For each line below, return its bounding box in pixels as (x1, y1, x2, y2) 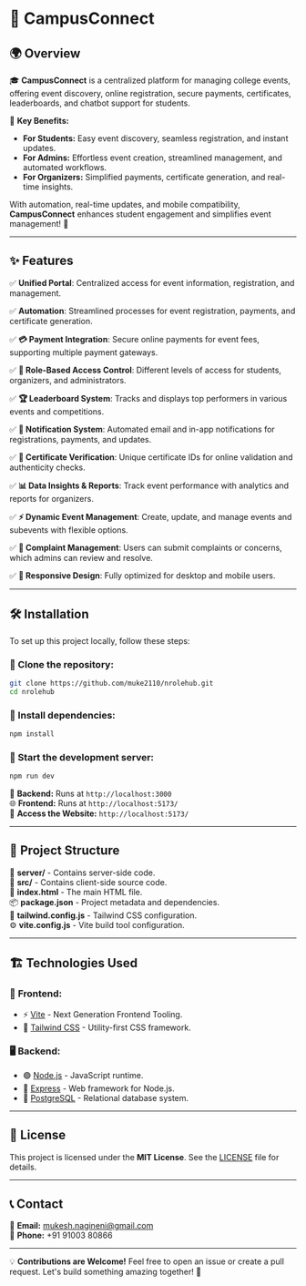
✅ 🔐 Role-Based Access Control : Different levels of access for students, (9, 364, 282, 375)
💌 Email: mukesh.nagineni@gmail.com (9, 1220, 154, 1231)
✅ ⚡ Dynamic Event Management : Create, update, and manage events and (9, 511, 292, 522)
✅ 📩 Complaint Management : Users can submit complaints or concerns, (9, 542, 282, 553)
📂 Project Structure (9, 842, 120, 859)
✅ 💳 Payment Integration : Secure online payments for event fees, (9, 333, 260, 344)
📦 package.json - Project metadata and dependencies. (9, 896, 220, 907)
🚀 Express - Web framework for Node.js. (22, 1083, 175, 1094)
